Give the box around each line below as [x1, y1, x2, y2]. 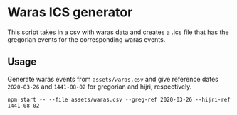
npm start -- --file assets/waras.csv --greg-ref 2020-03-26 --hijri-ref [7, 96, 231, 103]
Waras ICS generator [7, 4, 133, 21]
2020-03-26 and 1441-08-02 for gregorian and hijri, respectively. [7, 82, 192, 91]
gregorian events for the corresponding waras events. [7, 35, 166, 43]
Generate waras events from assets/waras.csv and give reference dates [7, 75, 218, 83]
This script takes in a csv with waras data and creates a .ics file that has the [7, 28, 229, 36]
